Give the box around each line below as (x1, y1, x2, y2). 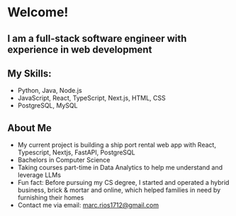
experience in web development (7, 43, 152, 55)
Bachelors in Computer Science (17, 156, 111, 164)
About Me (7, 122, 52, 134)
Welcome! (7, 4, 69, 21)
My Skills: (7, 67, 52, 79)
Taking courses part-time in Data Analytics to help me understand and (17, 164, 223, 172)
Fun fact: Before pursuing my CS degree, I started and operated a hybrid (17, 178, 230, 187)
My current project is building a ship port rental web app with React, (17, 141, 216, 149)
